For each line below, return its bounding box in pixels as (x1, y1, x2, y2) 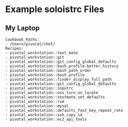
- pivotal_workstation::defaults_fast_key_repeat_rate (5, 108, 123, 113)
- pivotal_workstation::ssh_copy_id (5, 112, 82, 117)
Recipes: (5, 46, 24, 51)
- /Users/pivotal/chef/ (5, 41, 56, 47)
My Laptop (5, 24, 40, 32)
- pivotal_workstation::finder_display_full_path (5, 77, 112, 82)
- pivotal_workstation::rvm (5, 99, 65, 104)
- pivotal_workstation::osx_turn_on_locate (5, 90, 99, 95)
